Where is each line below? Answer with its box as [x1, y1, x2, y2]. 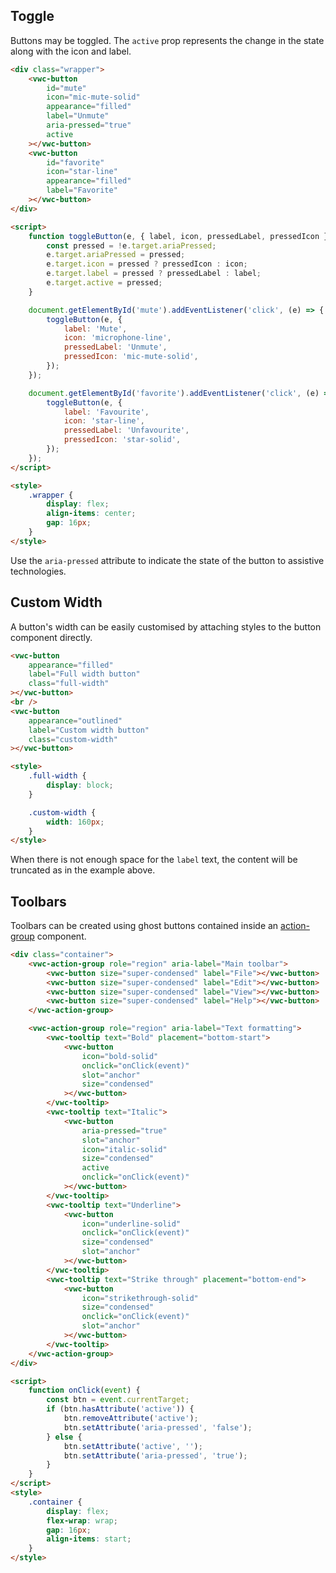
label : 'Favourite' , [63, 407, 150, 417]
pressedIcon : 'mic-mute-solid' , [63, 352, 199, 362]
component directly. [10, 631, 93, 643]
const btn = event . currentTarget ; [46, 1395, 190, 1405]
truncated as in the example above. [10, 864, 156, 876]
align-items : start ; [46, 1534, 132, 1544]
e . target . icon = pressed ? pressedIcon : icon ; [46, 259, 248, 269]
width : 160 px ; [46, 817, 105, 827]
